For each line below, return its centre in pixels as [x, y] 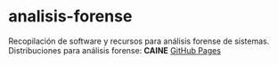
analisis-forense [70, 16]
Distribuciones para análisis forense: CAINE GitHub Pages [115, 50]
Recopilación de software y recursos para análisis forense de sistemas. [139, 41]
